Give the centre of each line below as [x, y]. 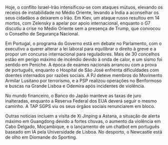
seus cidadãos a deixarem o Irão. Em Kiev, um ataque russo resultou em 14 [82, 18]
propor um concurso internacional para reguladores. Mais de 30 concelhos [82, 54]
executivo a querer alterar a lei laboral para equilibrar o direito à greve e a [81, 49]
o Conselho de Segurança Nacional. [42, 34]
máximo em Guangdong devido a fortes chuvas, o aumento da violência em [83, 121]
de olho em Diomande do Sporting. [41, 137]
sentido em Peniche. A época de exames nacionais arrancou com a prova [81, 65]
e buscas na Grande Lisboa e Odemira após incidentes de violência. [75, 86]
